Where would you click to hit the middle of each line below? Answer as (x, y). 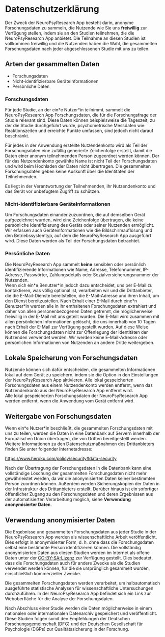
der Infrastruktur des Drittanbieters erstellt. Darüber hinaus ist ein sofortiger (82, 489)
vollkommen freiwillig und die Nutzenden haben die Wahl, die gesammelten (81, 43)
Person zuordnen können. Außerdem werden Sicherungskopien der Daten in (82, 484)
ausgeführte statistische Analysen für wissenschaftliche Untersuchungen (79, 588)
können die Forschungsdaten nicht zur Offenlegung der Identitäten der (77, 332)
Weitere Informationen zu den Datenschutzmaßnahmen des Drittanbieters (80, 444)
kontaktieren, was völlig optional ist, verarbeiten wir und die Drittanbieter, (79, 290)
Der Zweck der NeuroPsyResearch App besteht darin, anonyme (69, 23)
